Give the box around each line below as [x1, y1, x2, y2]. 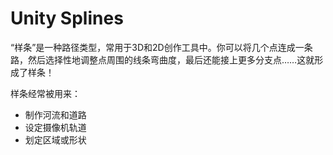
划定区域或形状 [24, 133, 87, 146]
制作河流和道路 [24, 108, 87, 121]
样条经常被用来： [10, 87, 81, 99]
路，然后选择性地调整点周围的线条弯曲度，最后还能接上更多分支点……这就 [10, 53, 315, 66]
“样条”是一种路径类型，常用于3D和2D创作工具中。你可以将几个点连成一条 [10, 41, 313, 53]
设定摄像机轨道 [24, 121, 87, 133]
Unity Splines [10, 7, 124, 30]
